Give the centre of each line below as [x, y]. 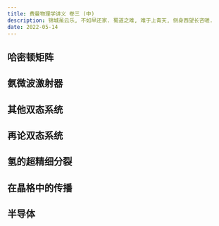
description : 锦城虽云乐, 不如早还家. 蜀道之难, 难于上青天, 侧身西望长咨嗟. [110, 20]
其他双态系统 [35, 109]
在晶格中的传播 [40, 188]
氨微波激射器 [35, 83]
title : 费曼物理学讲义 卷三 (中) [51, 14]
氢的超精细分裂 [40, 162]
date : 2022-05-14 [33, 27]
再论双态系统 [35, 136]
